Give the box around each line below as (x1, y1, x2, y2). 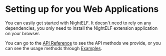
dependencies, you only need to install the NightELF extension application (5, 25, 158, 31)
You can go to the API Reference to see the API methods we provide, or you (5, 40, 161, 46)
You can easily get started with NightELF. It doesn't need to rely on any (5, 20, 151, 26)
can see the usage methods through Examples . (5, 45, 102, 51)
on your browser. (5, 30, 40, 36)
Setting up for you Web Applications (5, 3, 159, 15)
